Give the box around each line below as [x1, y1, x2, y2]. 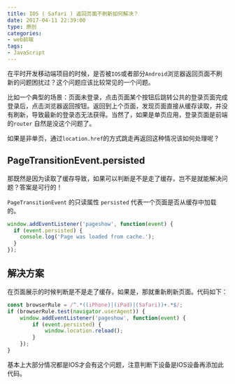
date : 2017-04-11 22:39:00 [7, 17, 86, 24]
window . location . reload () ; [44, 327, 124, 334]
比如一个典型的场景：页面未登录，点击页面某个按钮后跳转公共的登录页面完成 [7, 92, 228, 101]
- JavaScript [7, 50, 45, 57]
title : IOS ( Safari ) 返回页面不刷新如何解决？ [7, 10, 139, 17]
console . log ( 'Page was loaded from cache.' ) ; [20, 234, 155, 241]
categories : [7, 29, 42, 37]
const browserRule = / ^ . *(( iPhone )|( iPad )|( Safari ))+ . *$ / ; [7, 301, 183, 308]
